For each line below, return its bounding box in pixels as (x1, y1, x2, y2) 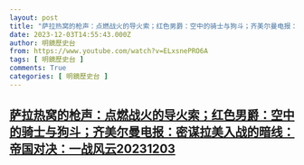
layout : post (9, 13, 59, 23)
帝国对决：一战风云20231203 (9, 142, 176, 157)
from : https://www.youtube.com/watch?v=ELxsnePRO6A (9, 47, 208, 56)
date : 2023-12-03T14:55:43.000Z (9, 30, 131, 39)
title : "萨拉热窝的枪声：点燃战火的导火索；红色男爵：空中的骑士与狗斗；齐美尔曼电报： (9, 22, 299, 31)
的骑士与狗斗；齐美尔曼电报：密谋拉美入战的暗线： (9, 124, 295, 140)
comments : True (9, 64, 67, 73)
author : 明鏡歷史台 (9, 38, 76, 48)
